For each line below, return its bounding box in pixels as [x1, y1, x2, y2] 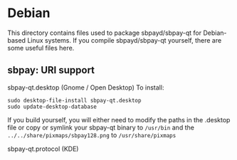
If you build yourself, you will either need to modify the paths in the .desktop [7, 115, 231, 124]
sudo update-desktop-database [7, 103, 98, 110]
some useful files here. [7, 43, 75, 52]
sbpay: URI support [7, 64, 95, 76]
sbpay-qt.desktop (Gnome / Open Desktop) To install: [7, 83, 164, 92]
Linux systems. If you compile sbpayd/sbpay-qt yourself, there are [27, 36, 222, 44]
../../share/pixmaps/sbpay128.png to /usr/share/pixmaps [7, 130, 177, 139]
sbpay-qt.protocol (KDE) [7, 144, 79, 153]
